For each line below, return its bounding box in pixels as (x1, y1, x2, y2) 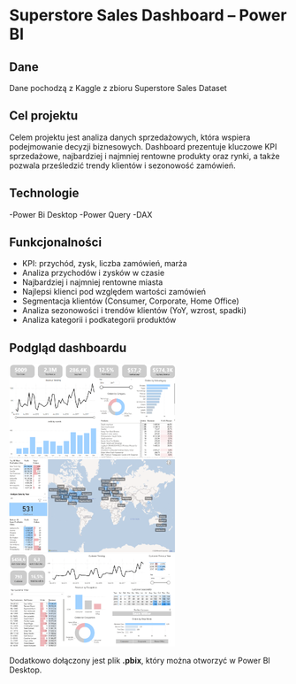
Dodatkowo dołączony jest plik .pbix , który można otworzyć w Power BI (9, 655, 271, 665)
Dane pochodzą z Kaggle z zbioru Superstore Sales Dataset (9, 83, 227, 93)
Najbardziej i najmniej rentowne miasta (21, 277, 163, 288)
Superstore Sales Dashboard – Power (9, 5, 287, 26)
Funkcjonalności (9, 235, 102, 250)
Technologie (9, 186, 80, 201)
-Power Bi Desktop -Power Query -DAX (9, 209, 153, 219)
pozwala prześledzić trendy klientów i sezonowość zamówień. (9, 160, 236, 171)
